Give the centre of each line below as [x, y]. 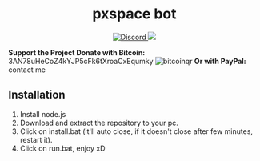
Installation [37, 95]
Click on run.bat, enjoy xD [62, 148]
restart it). [36, 139]
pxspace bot [134, 14]
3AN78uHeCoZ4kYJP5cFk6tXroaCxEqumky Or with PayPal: [127, 61]
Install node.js [43, 114]
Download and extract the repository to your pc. [99, 123]
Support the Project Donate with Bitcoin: [77, 52]
